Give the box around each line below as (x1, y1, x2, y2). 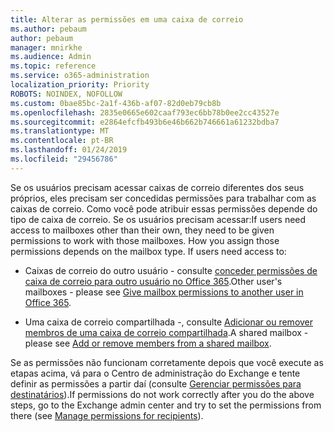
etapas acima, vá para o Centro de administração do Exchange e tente (10, 367, 301, 379)
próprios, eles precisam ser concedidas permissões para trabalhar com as (10, 192, 317, 204)
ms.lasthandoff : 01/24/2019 (10, 145, 128, 155)
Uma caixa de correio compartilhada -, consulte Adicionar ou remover (24, 316, 314, 328)
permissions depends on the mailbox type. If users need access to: (10, 245, 287, 257)
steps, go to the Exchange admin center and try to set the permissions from (10, 399, 322, 411)
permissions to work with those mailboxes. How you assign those (10, 234, 280, 246)
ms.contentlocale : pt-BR (10, 136, 114, 146)
